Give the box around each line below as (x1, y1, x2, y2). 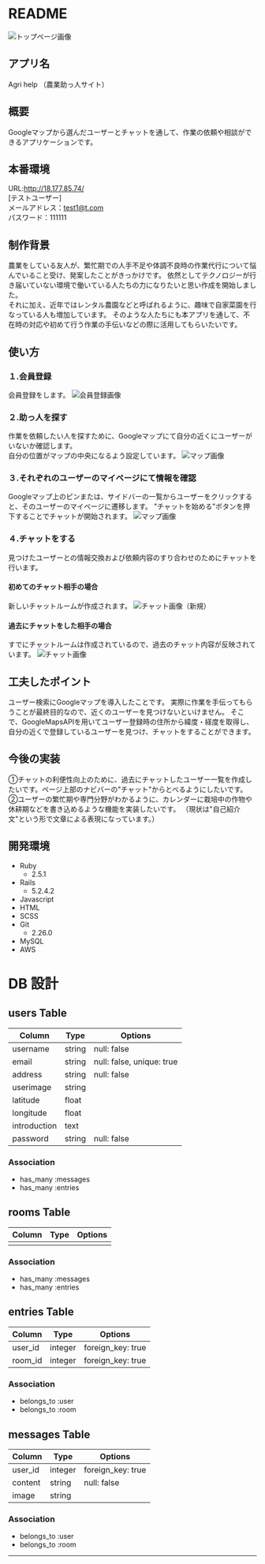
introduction (12, 1120, 58, 1131)
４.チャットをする (8, 533, 77, 544)
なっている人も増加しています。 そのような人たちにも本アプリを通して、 (8, 310, 244, 319)
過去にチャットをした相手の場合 (8, 621, 112, 630)
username (12, 1043, 50, 1054)
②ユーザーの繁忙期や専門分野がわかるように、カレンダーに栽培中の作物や (8, 794, 252, 804)
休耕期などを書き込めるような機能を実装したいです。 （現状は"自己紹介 (8, 804, 241, 813)
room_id (12, 1354, 43, 1365)
